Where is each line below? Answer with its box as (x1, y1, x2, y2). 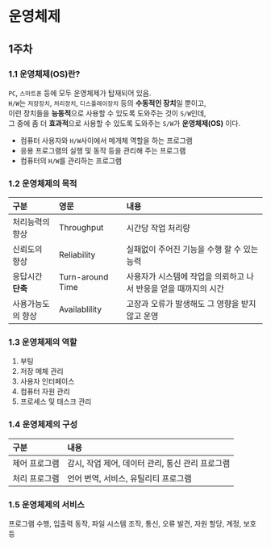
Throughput (59, 222, 104, 233)
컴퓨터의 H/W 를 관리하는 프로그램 (19, 155, 123, 166)
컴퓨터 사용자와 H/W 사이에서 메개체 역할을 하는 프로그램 (19, 135, 194, 145)
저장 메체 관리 (19, 367, 64, 376)
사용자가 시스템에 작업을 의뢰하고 (126, 271, 244, 283)
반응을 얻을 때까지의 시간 (135, 283, 224, 295)
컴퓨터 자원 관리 (19, 387, 70, 397)
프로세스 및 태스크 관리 (19, 397, 92, 406)
